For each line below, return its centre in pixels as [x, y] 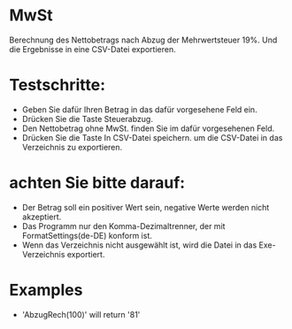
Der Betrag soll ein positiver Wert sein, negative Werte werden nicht [146, 207]
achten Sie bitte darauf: [97, 183]
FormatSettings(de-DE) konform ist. [87, 235]
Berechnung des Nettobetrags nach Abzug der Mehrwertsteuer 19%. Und [143, 40]
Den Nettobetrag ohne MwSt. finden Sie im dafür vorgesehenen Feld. [148, 128]
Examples [46, 290]
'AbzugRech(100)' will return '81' [81, 314]
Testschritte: [58, 85]
